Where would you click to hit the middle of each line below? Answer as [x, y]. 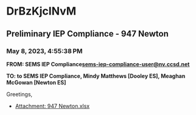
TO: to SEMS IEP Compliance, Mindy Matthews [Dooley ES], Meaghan [96, 76]
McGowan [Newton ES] [36, 82]
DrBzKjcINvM [41, 11]
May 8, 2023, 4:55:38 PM [44, 51]
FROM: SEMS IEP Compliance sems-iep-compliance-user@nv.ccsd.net [98, 64]
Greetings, [19, 94]
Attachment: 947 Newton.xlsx [52, 106]
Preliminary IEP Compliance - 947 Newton [88, 34]
